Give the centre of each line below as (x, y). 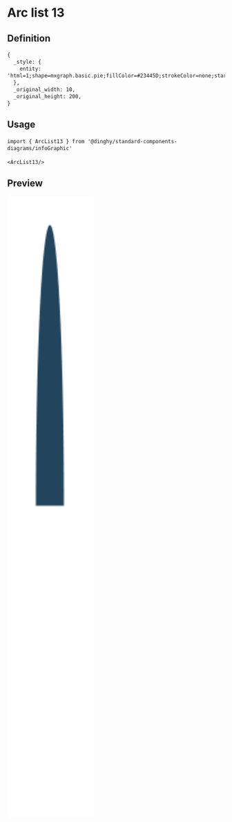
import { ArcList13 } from (46, 141)
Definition (29, 38)
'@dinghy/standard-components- (132, 141)
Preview (25, 184)
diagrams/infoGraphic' (40, 148)
